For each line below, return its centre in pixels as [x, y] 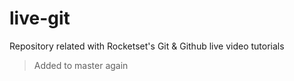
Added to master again [81, 65]
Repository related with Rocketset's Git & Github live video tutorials [147, 46]
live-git [40, 18]
